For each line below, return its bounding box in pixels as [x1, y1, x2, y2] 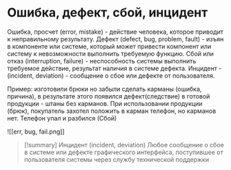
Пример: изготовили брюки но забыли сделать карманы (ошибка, [7, 85, 202, 93]
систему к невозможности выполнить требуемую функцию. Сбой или [7, 50, 214, 58]
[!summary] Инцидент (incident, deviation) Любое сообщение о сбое [23, 140, 224, 149]
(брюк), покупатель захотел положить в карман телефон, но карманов [7, 107, 217, 115]
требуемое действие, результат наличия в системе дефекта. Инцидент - [7, 64, 222, 72]
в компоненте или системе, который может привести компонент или [7, 42, 212, 50]
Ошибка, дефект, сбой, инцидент [7, 5, 208, 21]
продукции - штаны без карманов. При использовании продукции [7, 99, 203, 107]
